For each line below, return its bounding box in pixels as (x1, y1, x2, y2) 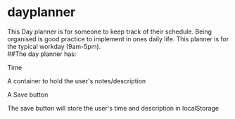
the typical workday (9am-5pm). (7, 42, 101, 50)
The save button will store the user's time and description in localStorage (7, 104, 220, 112)
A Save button (7, 90, 49, 99)
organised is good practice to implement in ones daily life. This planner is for (7, 34, 229, 43)
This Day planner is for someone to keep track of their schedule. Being (7, 27, 212, 36)
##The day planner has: (7, 50, 77, 58)
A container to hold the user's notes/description (7, 76, 146, 85)
